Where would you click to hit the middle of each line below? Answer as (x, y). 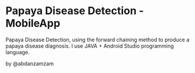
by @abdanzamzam (30, 64)
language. (18, 52)
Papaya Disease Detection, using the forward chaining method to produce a (97, 39)
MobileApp (33, 23)
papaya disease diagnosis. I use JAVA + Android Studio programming (90, 46)
